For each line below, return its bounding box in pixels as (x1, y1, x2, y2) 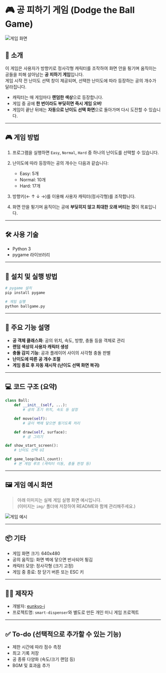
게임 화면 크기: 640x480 (12, 550, 60, 556)
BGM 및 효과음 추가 (12, 663, 50, 669)
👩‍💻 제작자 (5, 589, 34, 597)
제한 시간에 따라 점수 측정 (12, 644, 62, 650)
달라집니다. (5, 83, 27, 89)
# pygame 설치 (5, 286, 32, 291)
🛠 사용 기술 (5, 230, 39, 238)
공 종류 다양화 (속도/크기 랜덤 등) (12, 656, 76, 662)
